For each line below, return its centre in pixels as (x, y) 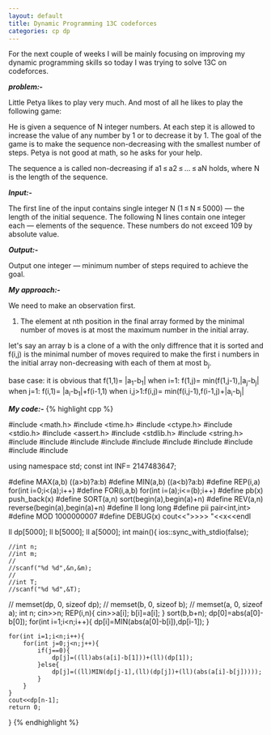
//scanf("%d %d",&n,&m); (50, 568)
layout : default (36, 16)
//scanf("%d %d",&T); (45, 589)
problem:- (25, 87)
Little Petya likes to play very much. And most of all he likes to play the (126, 103)
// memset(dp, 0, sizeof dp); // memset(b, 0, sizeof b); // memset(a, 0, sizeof (135, 604)
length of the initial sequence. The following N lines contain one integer (127, 217)
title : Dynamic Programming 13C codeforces (83, 24)
